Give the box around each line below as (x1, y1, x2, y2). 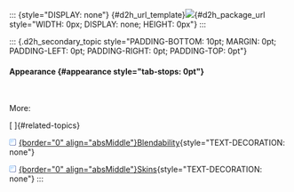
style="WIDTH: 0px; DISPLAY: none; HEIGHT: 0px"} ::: (9, 19, 207, 29)
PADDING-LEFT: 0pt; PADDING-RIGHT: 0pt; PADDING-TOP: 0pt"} (9, 45, 247, 56)
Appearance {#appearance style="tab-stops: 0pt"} (9, 66, 204, 76)
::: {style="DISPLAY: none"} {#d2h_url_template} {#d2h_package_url (9, 10, 266, 20)
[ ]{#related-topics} (9, 120, 81, 131)
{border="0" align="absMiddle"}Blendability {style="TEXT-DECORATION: (19, 138, 286, 148)
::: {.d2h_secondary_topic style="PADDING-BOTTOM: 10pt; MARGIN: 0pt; (9, 36, 277, 46)
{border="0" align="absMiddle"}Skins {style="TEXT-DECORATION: (19, 164, 263, 175)
